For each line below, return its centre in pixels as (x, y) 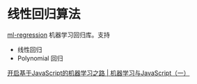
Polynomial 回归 (40, 58)
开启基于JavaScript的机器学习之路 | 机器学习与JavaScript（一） (98, 73)
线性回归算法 (44, 14)
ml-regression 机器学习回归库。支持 (58, 35)
